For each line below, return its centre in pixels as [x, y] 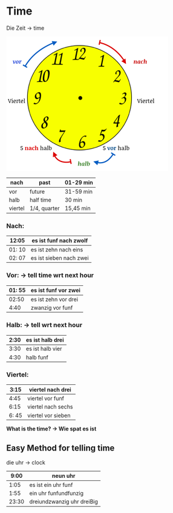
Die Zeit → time [25, 28]
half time [40, 200]
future [37, 191]
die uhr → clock [26, 462]
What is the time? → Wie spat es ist [51, 429]
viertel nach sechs [50, 407]
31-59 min [78, 191]
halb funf [37, 357]
